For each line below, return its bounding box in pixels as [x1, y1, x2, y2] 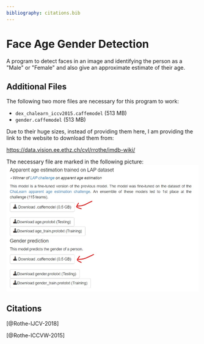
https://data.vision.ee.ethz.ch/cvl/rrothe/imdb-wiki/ [6, 146, 136, 154]
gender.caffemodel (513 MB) [15, 116, 87, 124]
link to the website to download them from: [6, 135, 114, 142]
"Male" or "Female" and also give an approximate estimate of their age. [6, 64, 185, 71]
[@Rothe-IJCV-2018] [6, 320, 59, 327]
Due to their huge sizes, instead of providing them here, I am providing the [6, 128, 194, 135]
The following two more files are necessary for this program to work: [6, 98, 179, 105]
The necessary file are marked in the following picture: [6, 158, 144, 165]
